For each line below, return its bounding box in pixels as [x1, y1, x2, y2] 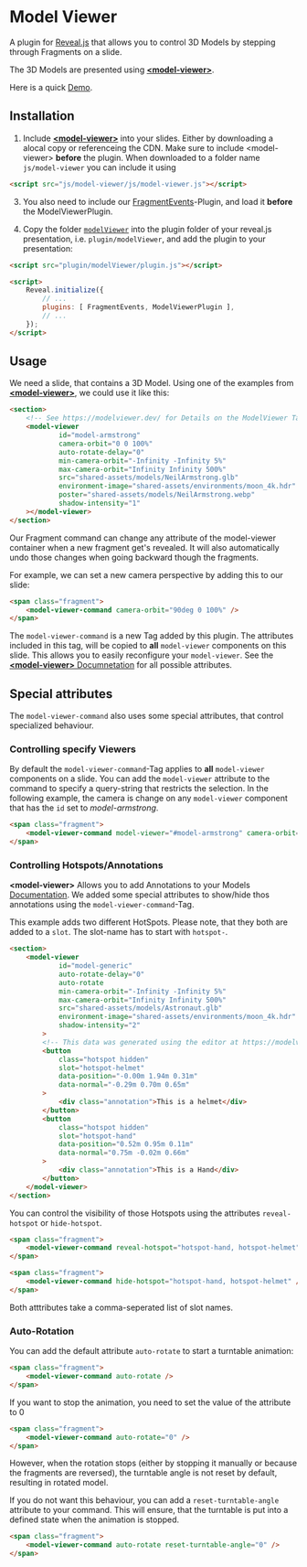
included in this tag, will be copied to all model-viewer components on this [9, 640, 287, 651]
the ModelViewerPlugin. [22, 206, 113, 217]
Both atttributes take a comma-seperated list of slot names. [9, 1302, 233, 1313]
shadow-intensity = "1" [58, 499, 142, 509]
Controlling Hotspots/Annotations [9, 858, 164, 871]
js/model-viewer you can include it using [22, 162, 176, 173]
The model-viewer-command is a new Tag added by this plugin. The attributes [9, 630, 294, 641]
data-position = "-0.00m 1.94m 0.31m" [58, 1072, 198, 1081]
